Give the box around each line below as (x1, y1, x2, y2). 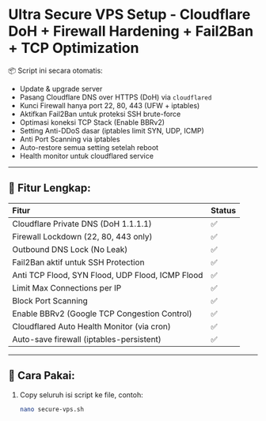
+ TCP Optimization (8, 39, 139, 57)
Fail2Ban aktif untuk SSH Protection (12, 257, 145, 268)
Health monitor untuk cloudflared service (19, 151, 154, 160)
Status (211, 205, 236, 216)
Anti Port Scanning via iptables (19, 134, 120, 144)
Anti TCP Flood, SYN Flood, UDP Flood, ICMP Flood (12, 269, 203, 280)
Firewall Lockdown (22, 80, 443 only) (12, 231, 153, 242)
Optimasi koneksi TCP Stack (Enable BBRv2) (19, 117, 165, 127)
